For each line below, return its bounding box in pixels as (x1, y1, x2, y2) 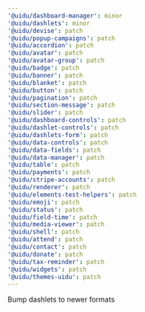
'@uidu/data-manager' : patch (7, 153, 105, 161)
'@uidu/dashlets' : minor (7, 19, 91, 27)
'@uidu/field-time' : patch (7, 213, 98, 221)
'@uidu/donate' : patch (7, 250, 83, 258)
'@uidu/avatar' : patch (7, 49, 83, 57)
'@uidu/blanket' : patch (7, 79, 87, 87)
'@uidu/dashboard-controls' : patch (7, 116, 127, 124)
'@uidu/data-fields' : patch (7, 146, 102, 154)
